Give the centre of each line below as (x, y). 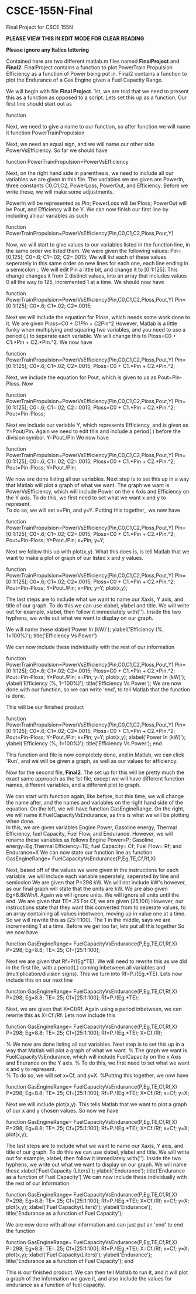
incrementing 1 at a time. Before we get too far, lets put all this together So (95, 926)
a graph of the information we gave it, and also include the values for (89, 1278)
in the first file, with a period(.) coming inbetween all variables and (86, 967)
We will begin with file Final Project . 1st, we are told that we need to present (97, 91)
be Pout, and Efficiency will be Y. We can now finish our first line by (87, 209)
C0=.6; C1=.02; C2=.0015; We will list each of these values (96, 257)
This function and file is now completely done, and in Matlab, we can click (95, 755)
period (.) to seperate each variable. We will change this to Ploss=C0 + (91, 336)
